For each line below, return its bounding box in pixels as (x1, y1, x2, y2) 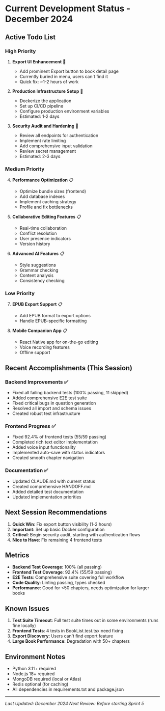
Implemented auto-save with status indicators (12, 450, 105, 456)
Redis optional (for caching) (12, 681, 69, 687)
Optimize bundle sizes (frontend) (19, 189, 86, 194)
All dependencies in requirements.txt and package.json (12, 686, 124, 692)
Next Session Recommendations (5, 508, 107, 517)
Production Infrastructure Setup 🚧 (12, 88, 83, 94)
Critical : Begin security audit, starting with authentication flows (12, 531, 140, 538)
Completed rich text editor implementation (12, 439, 98, 445)
